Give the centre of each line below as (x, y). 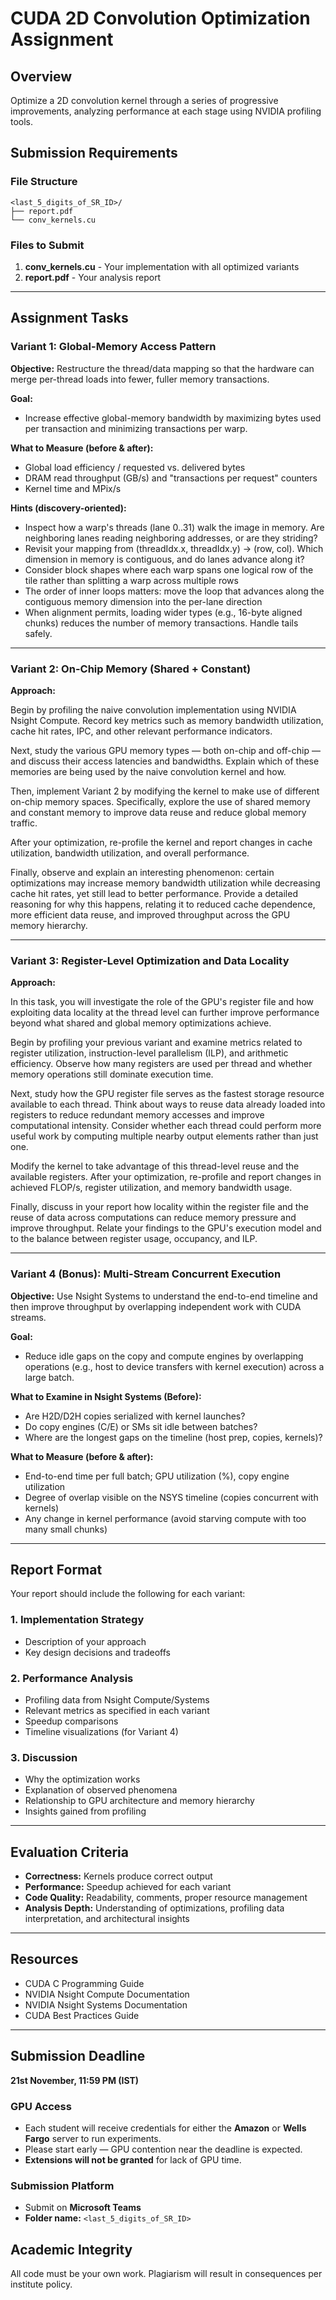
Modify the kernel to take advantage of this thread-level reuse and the (155, 1166)
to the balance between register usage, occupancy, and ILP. (134, 1239)
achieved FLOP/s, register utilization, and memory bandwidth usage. (151, 1188)
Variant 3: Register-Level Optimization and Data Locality (150, 960)
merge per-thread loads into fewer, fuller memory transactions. (140, 379)
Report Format (56, 1569)
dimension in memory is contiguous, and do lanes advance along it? (164, 559)
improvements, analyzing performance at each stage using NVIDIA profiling (166, 111)
